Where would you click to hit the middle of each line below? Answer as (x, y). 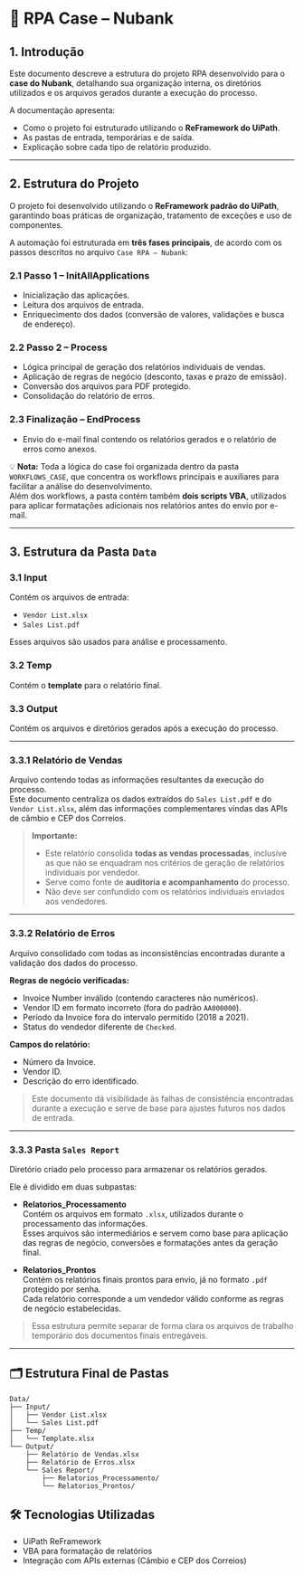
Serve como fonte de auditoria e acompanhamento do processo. (167, 882)
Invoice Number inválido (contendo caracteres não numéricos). (140, 998)
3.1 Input (28, 578)
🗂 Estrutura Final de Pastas (89, 1374)
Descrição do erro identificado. (81, 1081)
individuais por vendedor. (92, 873)
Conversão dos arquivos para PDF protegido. (107, 386)
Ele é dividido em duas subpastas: (73, 1186)
